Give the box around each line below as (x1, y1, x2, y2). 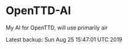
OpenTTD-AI (6, 4, 71, 18)
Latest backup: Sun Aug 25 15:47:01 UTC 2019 (6, 36, 123, 43)
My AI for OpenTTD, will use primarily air (6, 24, 108, 31)
